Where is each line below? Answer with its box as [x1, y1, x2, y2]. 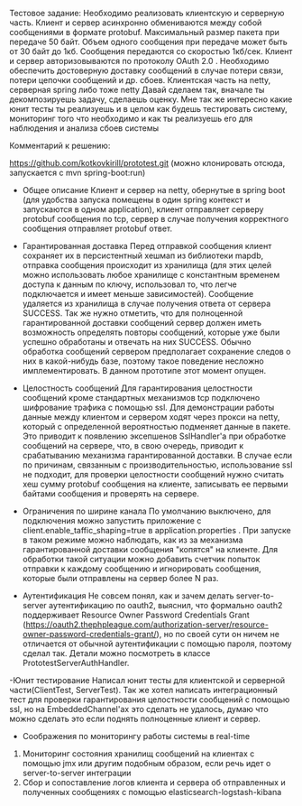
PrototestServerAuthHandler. [22, 658, 130, 668]
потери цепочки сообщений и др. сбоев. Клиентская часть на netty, [9, 75, 271, 85]
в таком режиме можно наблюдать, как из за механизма [22, 534, 243, 545]
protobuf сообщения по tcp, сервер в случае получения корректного [22, 214, 289, 224]
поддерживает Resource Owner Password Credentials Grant [22, 609, 250, 620]
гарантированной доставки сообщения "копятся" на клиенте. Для [22, 544, 279, 554]
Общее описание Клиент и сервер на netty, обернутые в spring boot [22, 185, 286, 195]
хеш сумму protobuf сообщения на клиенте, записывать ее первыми [22, 478, 288, 489]
